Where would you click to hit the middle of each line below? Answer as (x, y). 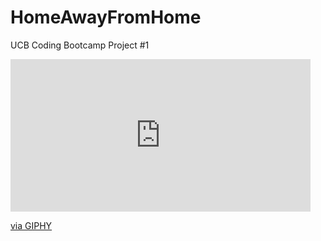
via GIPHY (31, 225)
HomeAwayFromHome (106, 17)
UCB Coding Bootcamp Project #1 (80, 45)
